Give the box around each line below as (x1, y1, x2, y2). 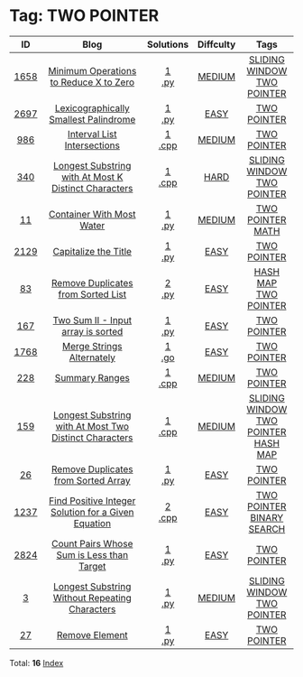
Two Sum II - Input (52, 313, 133, 326)
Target (78, 560, 106, 572)
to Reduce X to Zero (50, 76, 135, 88)
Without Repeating (52, 591, 133, 604)
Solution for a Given (50, 505, 134, 518)
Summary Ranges (54, 371, 131, 384)
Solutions (147, 38, 189, 51)
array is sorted (61, 325, 124, 338)
